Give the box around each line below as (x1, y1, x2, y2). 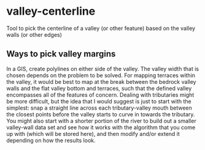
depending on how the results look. (6, 137, 96, 144)
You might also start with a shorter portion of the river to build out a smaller (6, 117, 196, 124)
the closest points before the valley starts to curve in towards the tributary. (6, 110, 195, 118)
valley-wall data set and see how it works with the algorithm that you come (6, 124, 196, 131)
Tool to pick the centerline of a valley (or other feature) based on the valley (6, 24, 195, 32)
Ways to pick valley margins (6, 49, 116, 59)
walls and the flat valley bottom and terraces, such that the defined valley (6, 84, 192, 92)
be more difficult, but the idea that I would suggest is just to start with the (6, 97, 191, 105)
